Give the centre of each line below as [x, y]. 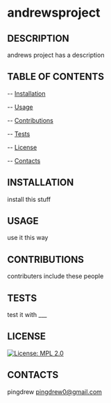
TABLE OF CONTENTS [55, 77]
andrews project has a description [56, 55]
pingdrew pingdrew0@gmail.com [55, 392]
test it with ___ [27, 315]
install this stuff [29, 199]
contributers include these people [55, 276]
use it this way [28, 238]
